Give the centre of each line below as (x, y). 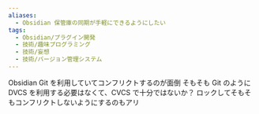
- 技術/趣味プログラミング (53, 45)
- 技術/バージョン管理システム (59, 60)
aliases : (23, 15)
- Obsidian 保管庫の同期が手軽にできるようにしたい (90, 23)
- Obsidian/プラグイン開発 (56, 37)
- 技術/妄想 (32, 52)
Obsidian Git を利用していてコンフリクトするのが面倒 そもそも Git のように (129, 83)
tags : (17, 30)
